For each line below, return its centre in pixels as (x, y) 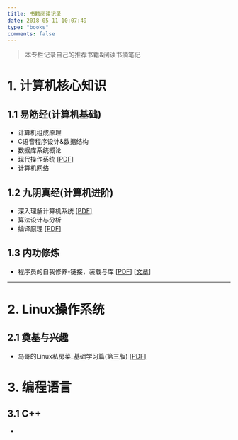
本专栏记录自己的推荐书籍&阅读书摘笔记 (83, 55)
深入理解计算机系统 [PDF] (55, 211)
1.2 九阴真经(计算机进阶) (61, 192)
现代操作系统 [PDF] (46, 159)
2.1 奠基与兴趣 (38, 338)
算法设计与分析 (39, 220)
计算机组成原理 (39, 132)
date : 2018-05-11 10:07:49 (47, 21)
